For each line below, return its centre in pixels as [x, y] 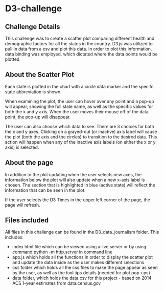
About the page [29, 163]
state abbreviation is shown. [34, 92]
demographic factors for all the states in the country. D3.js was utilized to [79, 44]
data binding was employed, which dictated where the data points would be [82, 54]
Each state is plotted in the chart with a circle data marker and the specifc [79, 86]
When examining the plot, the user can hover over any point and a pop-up [80, 101]
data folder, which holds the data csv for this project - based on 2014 [82, 278]
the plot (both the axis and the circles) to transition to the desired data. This [81, 137]
